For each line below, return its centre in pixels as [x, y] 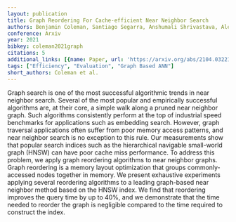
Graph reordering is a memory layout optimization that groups [97, 167]
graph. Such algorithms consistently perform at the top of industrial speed [114, 115]
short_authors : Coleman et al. [53, 72]
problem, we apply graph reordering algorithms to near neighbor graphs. [112, 159]
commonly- [204, 167]
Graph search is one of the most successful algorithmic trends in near [108, 93]
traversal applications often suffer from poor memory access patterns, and [115, 130]
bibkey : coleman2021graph [45, 46]
